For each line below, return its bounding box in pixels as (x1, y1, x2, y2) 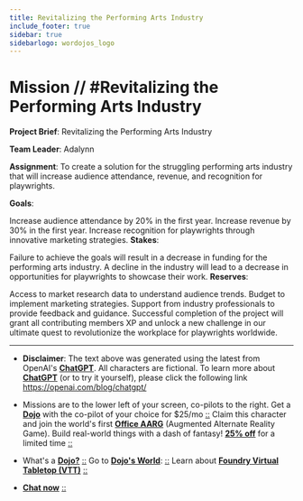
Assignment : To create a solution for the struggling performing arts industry (9, 162, 293, 172)
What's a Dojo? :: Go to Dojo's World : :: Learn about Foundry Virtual (22, 455, 280, 466)
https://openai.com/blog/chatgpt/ (22, 382, 147, 393)
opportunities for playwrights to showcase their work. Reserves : (9, 272, 249, 283)
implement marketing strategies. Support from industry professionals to (9, 299, 275, 310)
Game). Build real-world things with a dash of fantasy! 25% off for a (22, 428, 275, 439)
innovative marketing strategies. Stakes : (9, 235, 160, 246)
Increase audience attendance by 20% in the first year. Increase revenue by (9, 216, 291, 227)
